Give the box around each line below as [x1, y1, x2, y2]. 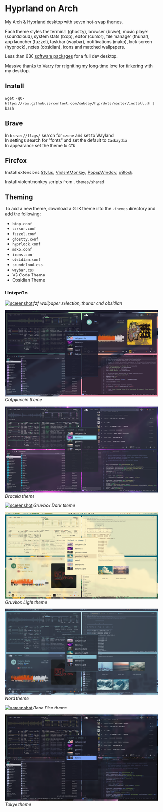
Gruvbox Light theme [5, 599, 48, 605]
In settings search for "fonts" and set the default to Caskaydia [5, 137, 128, 143]
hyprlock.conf [12, 242, 41, 247]
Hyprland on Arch [5, 3, 78, 14]
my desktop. [5, 68, 30, 73]
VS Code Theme [12, 272, 45, 278]
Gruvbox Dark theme [33, 502, 75, 508]
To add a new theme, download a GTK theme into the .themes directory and [5, 206, 156, 212]
